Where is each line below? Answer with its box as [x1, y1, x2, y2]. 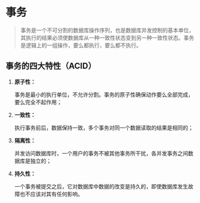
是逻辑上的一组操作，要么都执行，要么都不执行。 [20, 42, 142, 49]
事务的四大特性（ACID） [5, 61, 97, 71]
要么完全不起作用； [14, 98, 62, 105]
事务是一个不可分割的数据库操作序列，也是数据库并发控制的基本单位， [20, 27, 195, 34]
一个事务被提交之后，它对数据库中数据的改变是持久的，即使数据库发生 [14, 183, 189, 190]
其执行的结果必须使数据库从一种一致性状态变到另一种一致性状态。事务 [20, 34, 195, 41]
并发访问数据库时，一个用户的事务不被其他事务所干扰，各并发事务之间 [14, 149, 189, 157]
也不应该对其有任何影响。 [19, 190, 83, 198]
